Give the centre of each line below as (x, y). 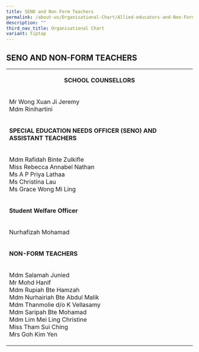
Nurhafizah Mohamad (39, 232)
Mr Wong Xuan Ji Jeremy (44, 101)
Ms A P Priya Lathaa (37, 174)
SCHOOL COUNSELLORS (99, 80)
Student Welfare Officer (44, 210)
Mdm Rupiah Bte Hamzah (44, 290)
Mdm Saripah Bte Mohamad (48, 312)
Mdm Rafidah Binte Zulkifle (46, 159)
